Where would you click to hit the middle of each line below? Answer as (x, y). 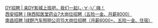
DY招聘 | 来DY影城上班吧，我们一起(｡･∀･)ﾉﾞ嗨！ (55, 8)
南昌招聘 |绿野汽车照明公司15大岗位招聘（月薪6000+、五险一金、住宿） (79, 20)
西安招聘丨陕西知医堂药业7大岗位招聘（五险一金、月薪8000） (69, 14)
